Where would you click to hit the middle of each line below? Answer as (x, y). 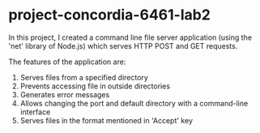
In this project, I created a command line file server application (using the (130, 37)
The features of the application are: (67, 62)
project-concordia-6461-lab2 (109, 15)
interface (35, 112)
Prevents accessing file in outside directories (95, 86)
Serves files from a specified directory (84, 77)
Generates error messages (65, 94)
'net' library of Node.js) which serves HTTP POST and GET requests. (123, 45)
